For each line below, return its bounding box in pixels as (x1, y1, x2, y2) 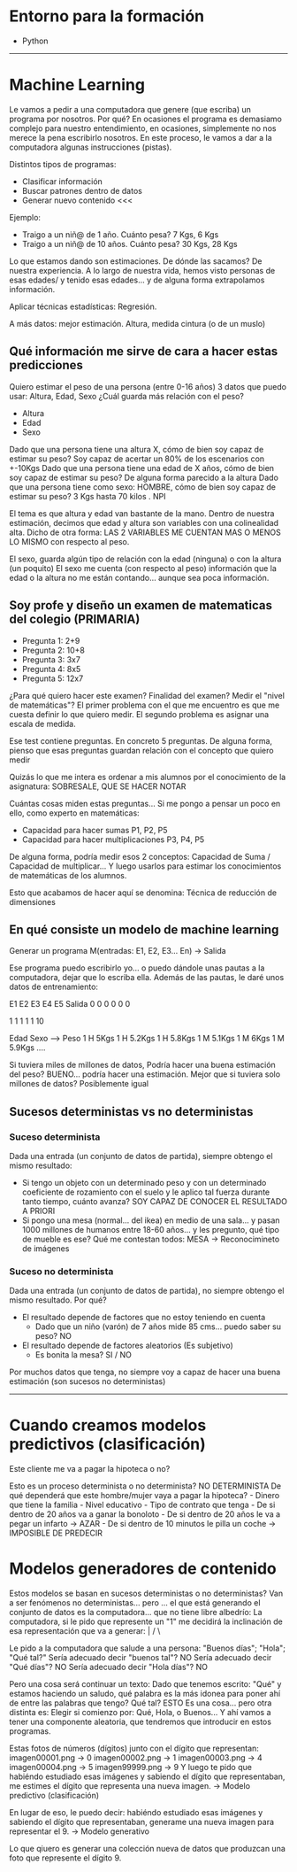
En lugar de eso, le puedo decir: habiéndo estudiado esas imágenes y (9, 1807, 263, 1818)
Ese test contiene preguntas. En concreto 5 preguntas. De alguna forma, (9, 735, 272, 746)
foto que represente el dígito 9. (9, 1853, 122, 1863)
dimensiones (9, 896, 56, 907)
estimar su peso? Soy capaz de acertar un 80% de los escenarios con (9, 453, 265, 464)
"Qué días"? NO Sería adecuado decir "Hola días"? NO (9, 1662, 208, 1673)
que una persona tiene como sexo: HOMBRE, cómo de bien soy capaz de (9, 481, 277, 492)
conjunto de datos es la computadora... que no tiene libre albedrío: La (9, 1607, 263, 1618)
